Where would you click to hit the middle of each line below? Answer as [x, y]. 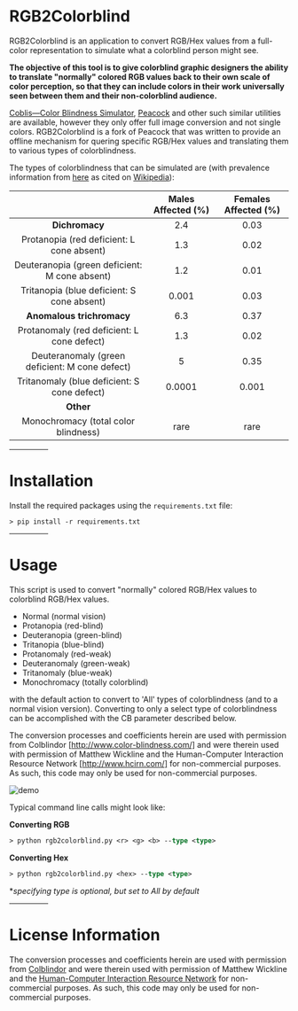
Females [252, 198]
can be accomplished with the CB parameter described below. [123, 718]
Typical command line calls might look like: [87, 807]
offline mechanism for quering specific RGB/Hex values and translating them [149, 141]
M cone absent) [78, 276]
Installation [51, 481]
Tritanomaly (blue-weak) [67, 673]
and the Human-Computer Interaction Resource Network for [119, 978]
